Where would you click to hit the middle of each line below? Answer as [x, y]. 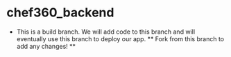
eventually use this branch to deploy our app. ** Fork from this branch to [120, 38]
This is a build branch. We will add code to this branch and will [106, 32]
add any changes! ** [46, 46]
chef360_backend [60, 13]
